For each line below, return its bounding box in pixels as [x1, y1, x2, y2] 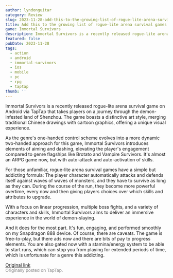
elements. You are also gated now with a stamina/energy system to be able [5, 241, 165, 247]
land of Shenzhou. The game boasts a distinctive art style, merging [24, 114, 166, 120]
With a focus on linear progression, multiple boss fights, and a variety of [5, 203, 159, 210]
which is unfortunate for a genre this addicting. [5, 252, 105, 258]
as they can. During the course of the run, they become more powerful [5, 183, 155, 189]
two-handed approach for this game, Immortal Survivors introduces [5, 140, 149, 146]
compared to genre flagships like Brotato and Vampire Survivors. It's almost [5, 151, 166, 157]
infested [5, 114, 23, 120]
